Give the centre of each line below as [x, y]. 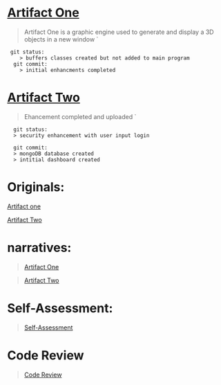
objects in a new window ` [61, 39]
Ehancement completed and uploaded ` [80, 116]
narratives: [39, 248]
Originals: [36, 187]
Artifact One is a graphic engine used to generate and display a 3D [119, 32]
